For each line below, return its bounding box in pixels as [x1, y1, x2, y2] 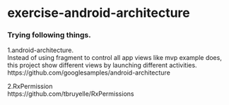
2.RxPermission [7, 82, 53, 91]
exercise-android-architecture [7, 5, 190, 21]
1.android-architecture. [7, 46, 74, 54]
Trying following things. [7, 30, 91, 40]
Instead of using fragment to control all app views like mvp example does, [7, 54, 223, 62]
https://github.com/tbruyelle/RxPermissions [7, 89, 134, 98]
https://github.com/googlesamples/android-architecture [7, 68, 171, 77]
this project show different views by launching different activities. [7, 61, 197, 70]
